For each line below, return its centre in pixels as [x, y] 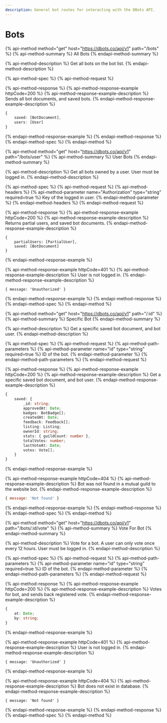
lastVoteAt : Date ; [42, 445]
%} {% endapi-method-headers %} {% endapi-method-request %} [74, 203]
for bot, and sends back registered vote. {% [50, 595]
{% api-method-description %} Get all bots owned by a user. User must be [82, 172]
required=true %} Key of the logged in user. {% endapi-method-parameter [82, 197]
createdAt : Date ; [41, 418]
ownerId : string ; [41, 432]
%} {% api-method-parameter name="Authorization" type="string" [92, 192]
